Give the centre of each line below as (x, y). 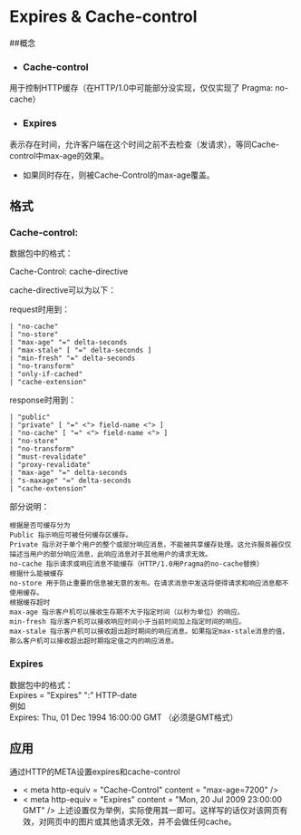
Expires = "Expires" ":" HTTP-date (73, 694)
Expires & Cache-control (103, 17)
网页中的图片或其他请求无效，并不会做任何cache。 (142, 821)
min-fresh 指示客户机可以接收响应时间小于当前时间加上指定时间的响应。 (128, 622)
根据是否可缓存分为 (40, 526)
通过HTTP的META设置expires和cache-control (95, 772)
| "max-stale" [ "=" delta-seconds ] (81, 351)
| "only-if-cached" (46, 374)
